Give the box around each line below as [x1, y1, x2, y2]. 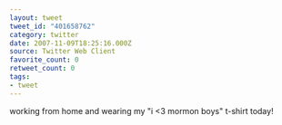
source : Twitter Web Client [9, 47, 116, 56]
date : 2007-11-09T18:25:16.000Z [9, 38, 132, 48]
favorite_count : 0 [9, 55, 79, 64]
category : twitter [9, 30, 79, 39]
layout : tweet [9, 13, 64, 23]
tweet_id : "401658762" [9, 22, 96, 31]
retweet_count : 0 [9, 64, 76, 73]
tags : [9, 72, 30, 82]
